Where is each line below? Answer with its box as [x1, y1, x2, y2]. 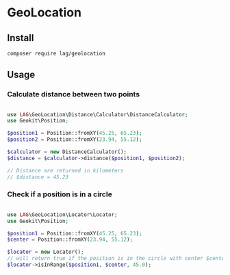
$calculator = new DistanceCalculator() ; [7, 148, 127, 155]
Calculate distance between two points [7, 90, 140, 99]
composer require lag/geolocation [7, 50, 106, 57]
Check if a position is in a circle [7, 189, 113, 199]
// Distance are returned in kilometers [7, 167, 125, 174]
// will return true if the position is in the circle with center [7, 255, 204, 262]
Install [7, 32, 34, 44]
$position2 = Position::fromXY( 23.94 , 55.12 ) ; [7, 136, 142, 143]
